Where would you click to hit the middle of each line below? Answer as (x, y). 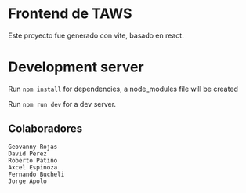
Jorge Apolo (27, 181)
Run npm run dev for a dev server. (62, 104)
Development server (76, 67)
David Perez (27, 154)
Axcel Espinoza (33, 167)
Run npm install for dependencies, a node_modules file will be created (123, 89)
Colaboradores (45, 129)
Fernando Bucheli (36, 174)
